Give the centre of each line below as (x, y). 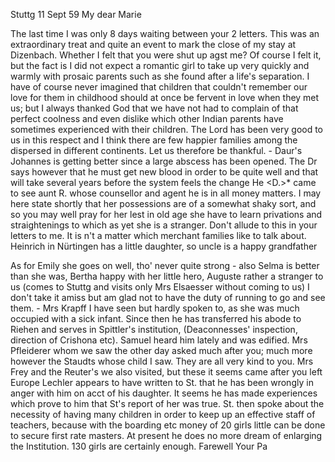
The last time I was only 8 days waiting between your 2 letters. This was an (165, 33)
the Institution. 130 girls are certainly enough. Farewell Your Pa (139, 446)
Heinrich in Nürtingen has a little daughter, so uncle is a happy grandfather (164, 246)
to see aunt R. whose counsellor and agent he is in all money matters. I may (166, 193)
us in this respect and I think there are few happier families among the (154, 140)
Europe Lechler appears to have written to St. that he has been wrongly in (162, 382)
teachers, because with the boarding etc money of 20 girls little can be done (168, 425)
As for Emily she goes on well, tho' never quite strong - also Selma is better (165, 265)
